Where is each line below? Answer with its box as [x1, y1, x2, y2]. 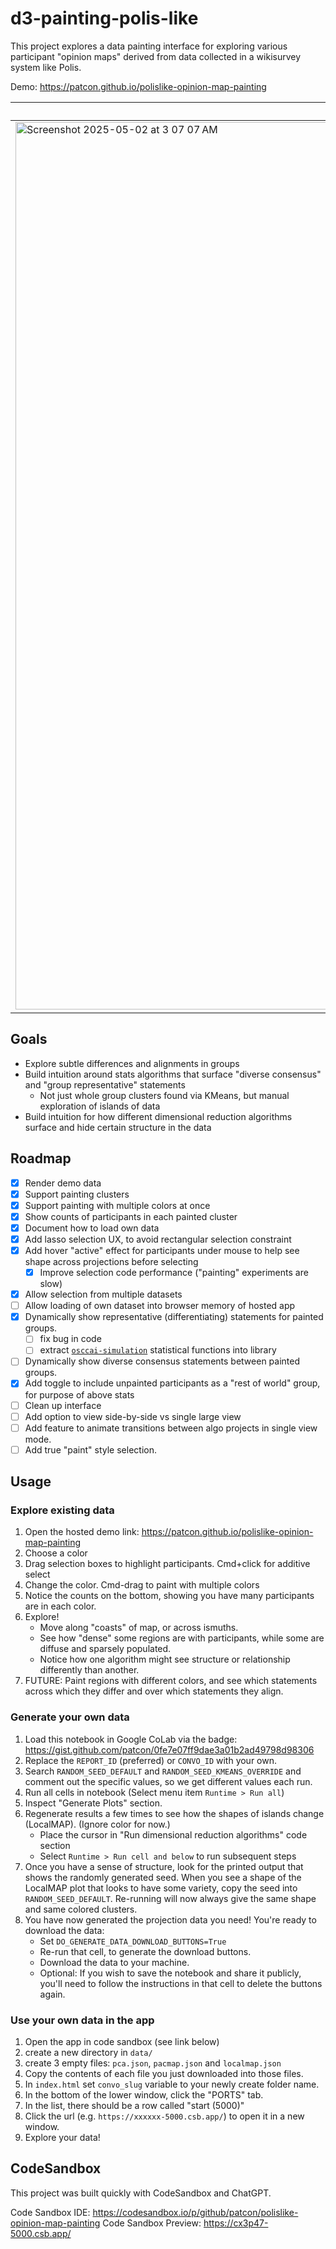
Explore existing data [10, 1503, 115, 1517]
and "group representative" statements [24, 1078, 186, 1091]
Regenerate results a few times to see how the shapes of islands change [24, 1807, 325, 1819]
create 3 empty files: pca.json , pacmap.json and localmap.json [24, 2057, 282, 2069]
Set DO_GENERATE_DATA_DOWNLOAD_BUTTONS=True [39, 1935, 227, 1947]
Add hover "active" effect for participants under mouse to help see [24, 1244, 300, 1256]
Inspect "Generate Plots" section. [24, 1797, 163, 1809]
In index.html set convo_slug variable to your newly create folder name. [24, 2078, 320, 2091]
